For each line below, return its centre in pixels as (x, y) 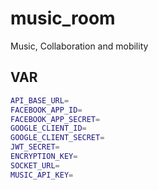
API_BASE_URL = (40, 100)
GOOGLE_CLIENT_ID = (48, 128)
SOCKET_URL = (35, 165)
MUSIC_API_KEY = (42, 175)
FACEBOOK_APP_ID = (46, 110)
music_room (63, 18)
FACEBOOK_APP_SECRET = (55, 119)
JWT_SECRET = (35, 147)
